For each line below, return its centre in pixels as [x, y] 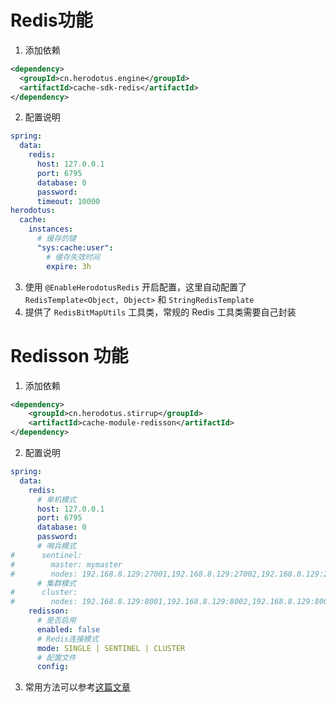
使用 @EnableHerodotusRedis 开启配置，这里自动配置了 [136, 287]
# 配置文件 [56, 657]
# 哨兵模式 [56, 546]
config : [53, 667]
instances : [51, 229]
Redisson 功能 [69, 355]
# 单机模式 [56, 499]
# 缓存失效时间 [73, 257]
